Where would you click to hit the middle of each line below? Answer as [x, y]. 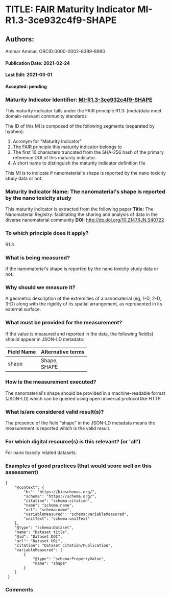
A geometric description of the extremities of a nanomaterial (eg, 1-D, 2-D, [83, 298]
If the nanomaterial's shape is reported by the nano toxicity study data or [82, 269]
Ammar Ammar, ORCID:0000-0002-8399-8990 [55, 51]
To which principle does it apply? [47, 233]
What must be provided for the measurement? [64, 323]
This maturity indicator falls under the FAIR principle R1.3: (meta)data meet [83, 111]
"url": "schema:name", [48, 510]
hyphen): [15, 132]
